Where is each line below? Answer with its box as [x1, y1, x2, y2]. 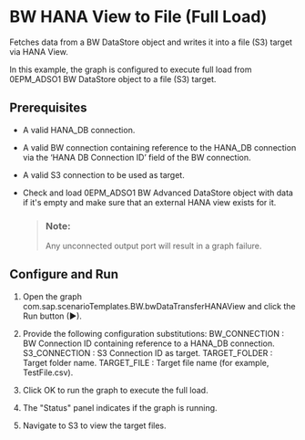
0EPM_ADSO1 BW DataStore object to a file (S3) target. [9, 73, 217, 84]
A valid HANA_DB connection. [22, 124, 136, 135]
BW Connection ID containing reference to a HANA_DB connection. [22, 338, 275, 349]
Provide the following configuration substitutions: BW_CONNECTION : [22, 328, 285, 339]
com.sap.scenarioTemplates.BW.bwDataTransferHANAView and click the [22, 300, 296, 311]
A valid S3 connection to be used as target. [22, 169, 185, 180]
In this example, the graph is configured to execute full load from [9, 64, 252, 75]
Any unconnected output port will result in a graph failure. [45, 240, 262, 252]
